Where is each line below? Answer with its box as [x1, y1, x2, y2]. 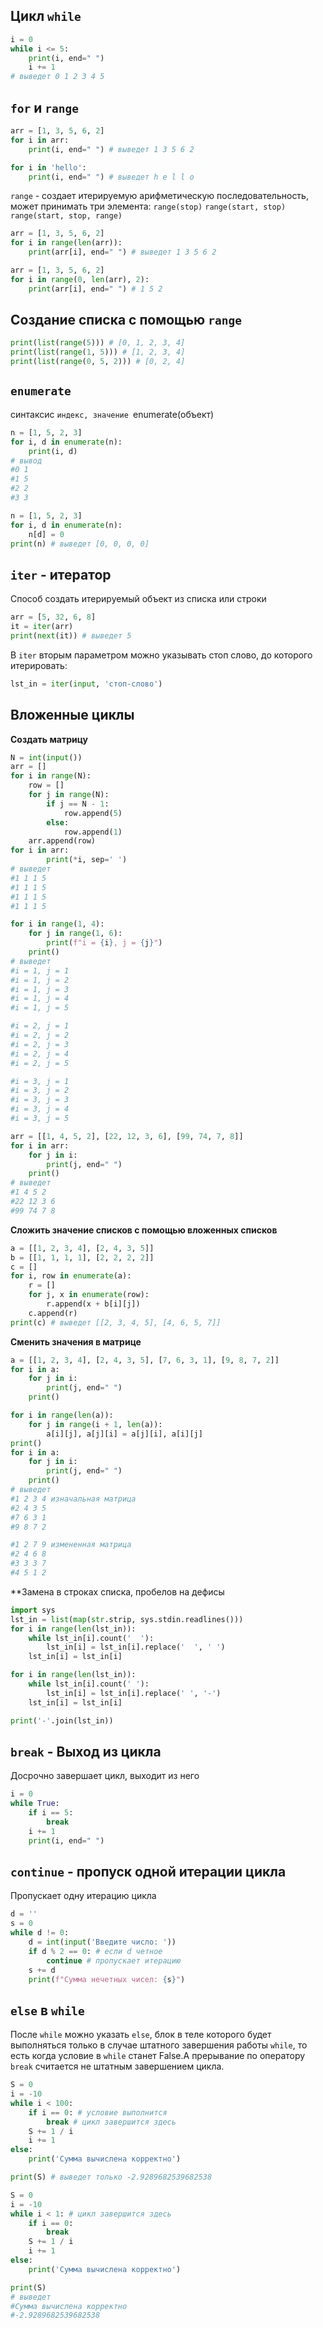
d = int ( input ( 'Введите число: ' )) [28, 1937, 177, 1947]
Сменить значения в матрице [10, 1335, 142, 1348]
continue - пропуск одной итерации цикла [10, 1863, 287, 1880]
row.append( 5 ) [63, 808, 123, 818]
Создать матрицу [10, 733, 88, 745]
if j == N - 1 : [46, 799, 110, 809]
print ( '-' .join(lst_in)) [10, 1715, 114, 1726]
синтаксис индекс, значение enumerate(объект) [10, 408, 215, 420]
